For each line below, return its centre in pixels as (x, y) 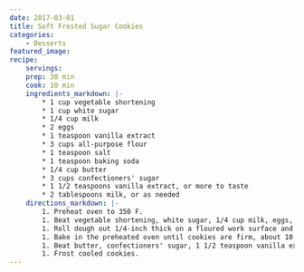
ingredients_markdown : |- (75, 93)
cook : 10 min (50, 85)
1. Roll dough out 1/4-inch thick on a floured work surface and (168, 228)
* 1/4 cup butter (74, 170)
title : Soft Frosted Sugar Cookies (76, 26)
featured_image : (40, 52)
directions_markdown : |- (72, 204)
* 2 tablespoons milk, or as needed (111, 195)
